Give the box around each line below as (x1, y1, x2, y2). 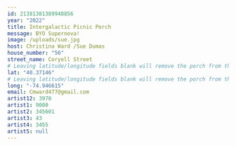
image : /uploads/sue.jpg (7, 36, 80, 44)
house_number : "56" (7, 50, 65, 57)
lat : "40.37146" (7, 69, 55, 76)
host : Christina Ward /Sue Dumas (7, 43, 105, 50)
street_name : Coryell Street (7, 56, 93, 63)
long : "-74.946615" (7, 82, 65, 89)
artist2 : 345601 (7, 108, 55, 115)
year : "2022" (7, 17, 46, 24)
